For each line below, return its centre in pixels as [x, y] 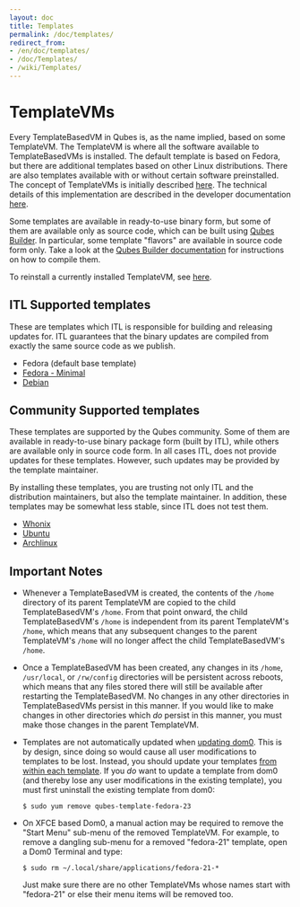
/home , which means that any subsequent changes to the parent [140, 631]
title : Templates [42, 26]
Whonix [36, 524]
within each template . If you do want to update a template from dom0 [150, 771]
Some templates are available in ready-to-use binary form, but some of [140, 221]
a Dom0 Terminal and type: [72, 852]
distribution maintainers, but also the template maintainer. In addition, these [148, 497]
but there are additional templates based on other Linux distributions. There [149, 165]
